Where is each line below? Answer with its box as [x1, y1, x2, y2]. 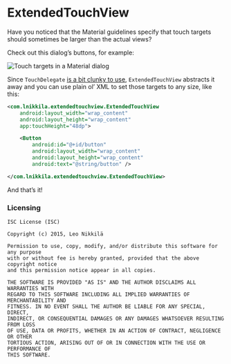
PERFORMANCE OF [7, 345, 51, 352]
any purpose [7, 249, 41, 256]
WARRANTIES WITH [7, 285, 54, 291]
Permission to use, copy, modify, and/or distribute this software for [7, 242, 218, 249]
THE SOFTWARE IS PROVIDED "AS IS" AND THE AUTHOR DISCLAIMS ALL [7, 278, 196, 286]
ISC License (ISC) [7, 218, 60, 225]
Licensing [7, 202, 41, 212]
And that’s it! [7, 185, 43, 194]
